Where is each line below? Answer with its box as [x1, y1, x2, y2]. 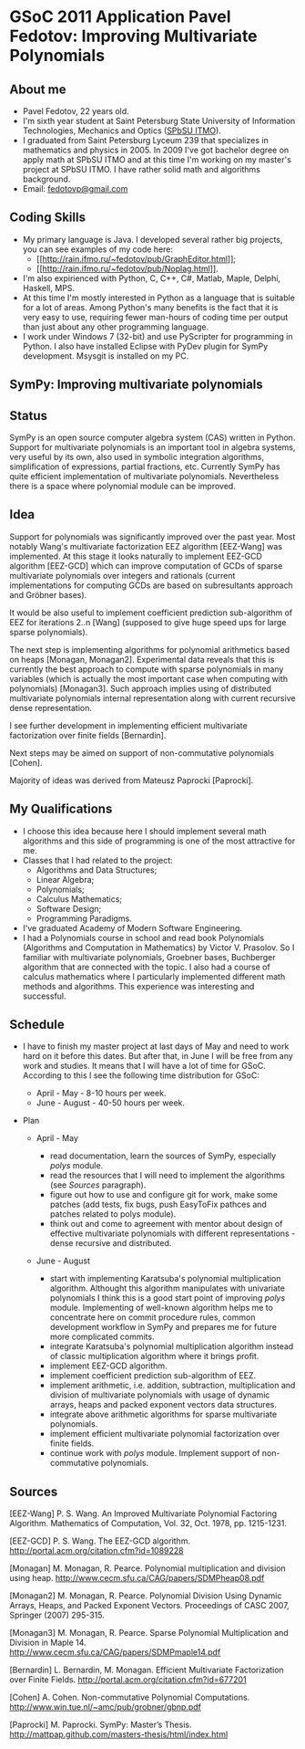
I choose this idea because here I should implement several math [22, 825, 267, 836]
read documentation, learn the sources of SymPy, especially [49, 1150, 276, 1161]
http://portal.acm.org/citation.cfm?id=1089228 [9, 1545, 184, 1556]
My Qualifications [9, 801, 113, 817]
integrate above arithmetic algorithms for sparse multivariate [49, 1409, 278, 1420]
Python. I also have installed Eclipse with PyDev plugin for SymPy [22, 340, 269, 351]
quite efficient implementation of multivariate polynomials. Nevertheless [9, 471, 280, 482]
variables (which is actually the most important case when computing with [9, 673, 289, 684]
